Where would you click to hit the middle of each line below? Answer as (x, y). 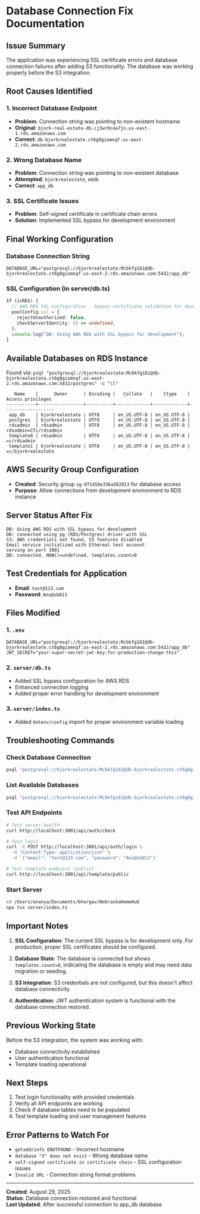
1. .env (15, 630)
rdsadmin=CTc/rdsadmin (34, 431)
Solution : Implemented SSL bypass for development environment (95, 220)
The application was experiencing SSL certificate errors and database (92, 60)
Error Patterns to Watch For (58, 1135)
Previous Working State (51, 1026)
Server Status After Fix (49, 515)
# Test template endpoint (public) (50, 869)
